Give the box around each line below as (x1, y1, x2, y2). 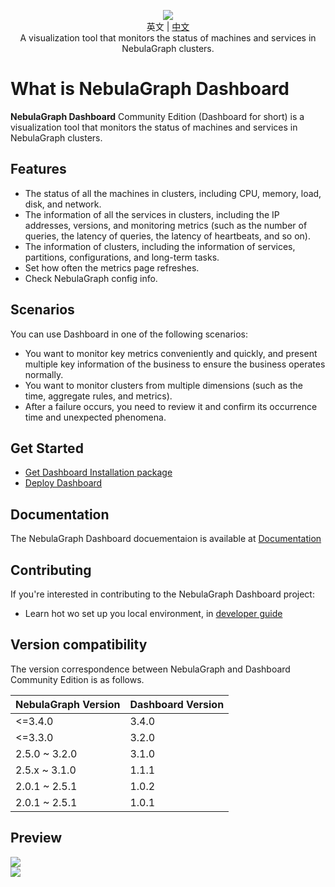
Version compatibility (10, 636, 148, 654)
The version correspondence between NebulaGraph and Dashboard (10, 663, 291, 675)
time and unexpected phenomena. (24, 411, 167, 423)
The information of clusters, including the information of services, (24, 240, 296, 252)
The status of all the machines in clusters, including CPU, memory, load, (24, 187, 322, 199)
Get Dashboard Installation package (24, 466, 173, 479)
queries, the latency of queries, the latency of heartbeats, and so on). (24, 230, 311, 242)
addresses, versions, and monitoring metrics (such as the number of (24, 219, 308, 231)
